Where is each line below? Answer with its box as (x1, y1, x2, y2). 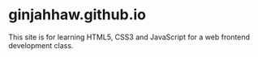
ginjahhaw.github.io (8, 6, 146, 24)
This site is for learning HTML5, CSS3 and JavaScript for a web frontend (8, 32, 250, 42)
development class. (8, 40, 74, 50)
